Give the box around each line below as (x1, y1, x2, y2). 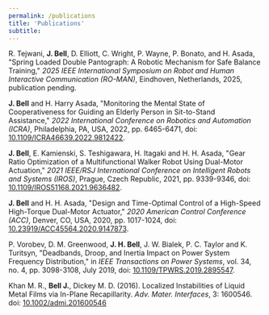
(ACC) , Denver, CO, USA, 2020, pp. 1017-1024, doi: (8, 215, 178, 226)
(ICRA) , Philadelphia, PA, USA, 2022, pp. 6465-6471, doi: (8, 124, 198, 134)
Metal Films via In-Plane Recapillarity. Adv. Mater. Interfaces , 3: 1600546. (8, 289, 253, 299)
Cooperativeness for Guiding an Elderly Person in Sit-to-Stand (8, 107, 216, 117)
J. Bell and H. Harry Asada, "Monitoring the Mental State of (8, 98, 205, 109)
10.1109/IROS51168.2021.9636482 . (8, 183, 123, 193)
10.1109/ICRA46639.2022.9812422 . (8, 133, 125, 143)
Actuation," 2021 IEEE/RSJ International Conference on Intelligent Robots (8, 166, 251, 176)
